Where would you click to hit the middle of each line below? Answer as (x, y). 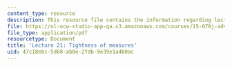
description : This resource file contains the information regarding (109, 20)
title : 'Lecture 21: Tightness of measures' (72, 45)
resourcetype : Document (41, 39)
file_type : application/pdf (48, 33)
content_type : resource (41, 13)
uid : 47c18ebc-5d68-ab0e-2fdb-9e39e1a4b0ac (71, 52)
